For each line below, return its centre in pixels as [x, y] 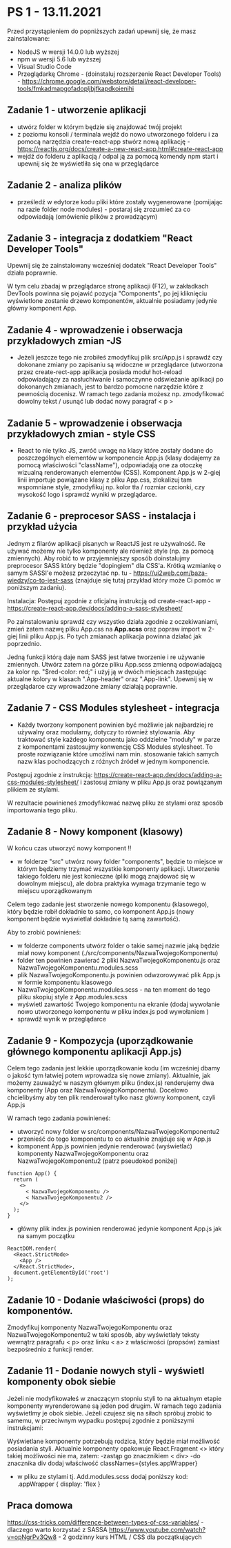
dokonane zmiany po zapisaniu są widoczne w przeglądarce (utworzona [120, 365]
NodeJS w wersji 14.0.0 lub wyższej [68, 52]
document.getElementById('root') [61, 1273]
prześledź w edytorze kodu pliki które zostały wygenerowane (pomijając [120, 202]
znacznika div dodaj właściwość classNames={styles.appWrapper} [102, 1463]
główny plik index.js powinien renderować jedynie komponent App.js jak [119, 1228]
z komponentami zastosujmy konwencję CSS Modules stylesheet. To [115, 747]
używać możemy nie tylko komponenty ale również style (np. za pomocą [111, 551]
